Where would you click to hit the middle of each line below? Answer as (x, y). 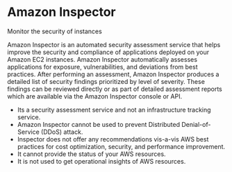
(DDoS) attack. (62, 132)
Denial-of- (196, 124)
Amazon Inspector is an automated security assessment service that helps (114, 44)
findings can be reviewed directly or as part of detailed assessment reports (115, 89)
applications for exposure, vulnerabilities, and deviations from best (102, 67)
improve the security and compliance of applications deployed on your (108, 52)
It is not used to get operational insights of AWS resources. (101, 161)
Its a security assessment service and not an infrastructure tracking (114, 110)
